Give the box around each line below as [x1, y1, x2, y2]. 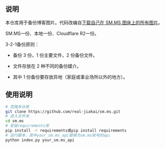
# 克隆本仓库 [5, 104, 29, 109]
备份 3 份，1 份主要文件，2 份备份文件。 [12, 52, 98, 58]
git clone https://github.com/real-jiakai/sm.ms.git [5, 109, 121, 114]
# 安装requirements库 [5, 123, 49, 129]
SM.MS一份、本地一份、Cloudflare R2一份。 [5, 30, 99, 36]
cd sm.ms [5, 118, 24, 124]
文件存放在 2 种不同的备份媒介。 [12, 63, 82, 69]
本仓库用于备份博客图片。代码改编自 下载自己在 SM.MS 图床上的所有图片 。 [5, 19, 163, 26]
